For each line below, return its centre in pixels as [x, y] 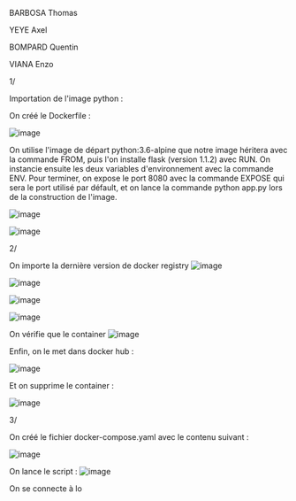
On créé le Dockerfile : [50, 116]
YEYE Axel [28, 30]
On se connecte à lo [46, 489]
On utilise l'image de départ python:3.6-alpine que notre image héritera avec [148, 150]
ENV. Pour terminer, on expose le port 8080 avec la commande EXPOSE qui [147, 178]
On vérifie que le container [57, 334]
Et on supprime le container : [62, 385]
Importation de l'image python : [66, 98]
